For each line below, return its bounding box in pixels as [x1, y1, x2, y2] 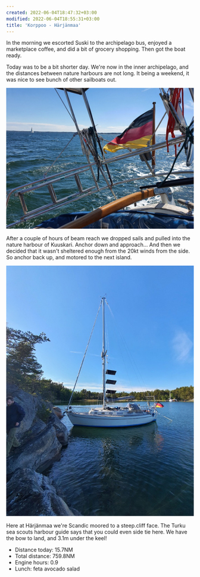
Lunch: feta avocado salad [14, 565, 80, 572]
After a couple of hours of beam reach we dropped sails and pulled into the [6, 235, 190, 242]
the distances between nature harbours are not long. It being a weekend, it [6, 70, 189, 77]
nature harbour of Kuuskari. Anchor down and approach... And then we [6, 241, 180, 249]
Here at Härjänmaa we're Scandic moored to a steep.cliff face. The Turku [6, 522, 186, 529]
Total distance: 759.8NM [14, 553, 76, 560]
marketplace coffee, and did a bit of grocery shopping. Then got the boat [6, 45, 186, 53]
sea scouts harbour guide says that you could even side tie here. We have [6, 528, 187, 536]
